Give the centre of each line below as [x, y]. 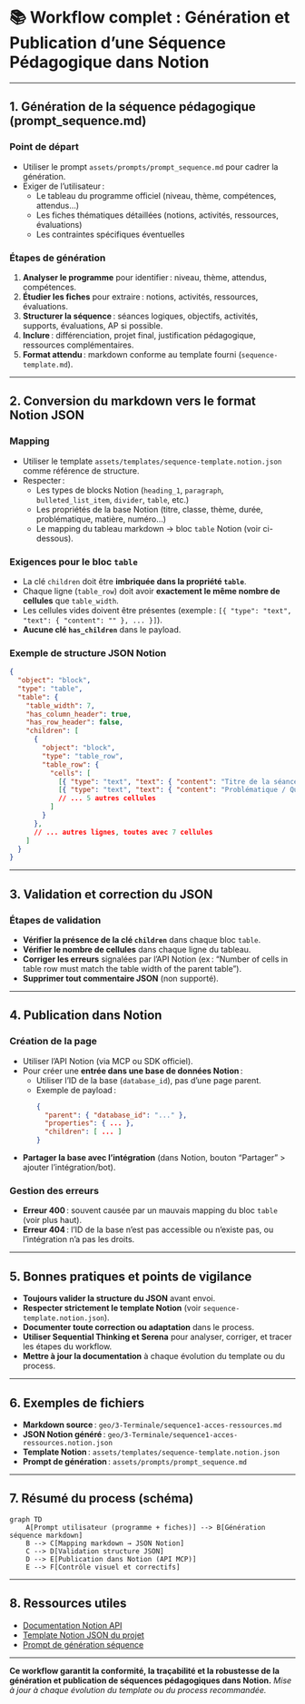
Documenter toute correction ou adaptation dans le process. [138, 1327]
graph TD [26, 1519]
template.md [45, 365]
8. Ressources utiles [68, 1604]
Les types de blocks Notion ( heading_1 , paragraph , [130, 490]
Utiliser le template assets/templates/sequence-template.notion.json [152, 461]
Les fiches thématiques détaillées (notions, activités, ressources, [157, 215]
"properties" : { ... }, [89, 1123]
